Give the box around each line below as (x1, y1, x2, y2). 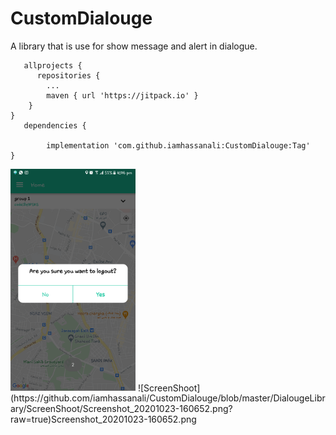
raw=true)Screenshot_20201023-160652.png (10, 413, 197, 426)
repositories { (36, 70, 101, 81)
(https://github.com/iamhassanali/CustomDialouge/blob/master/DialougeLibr (10, 392, 326, 404)
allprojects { (23, 60, 83, 71)
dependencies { (23, 120, 87, 131)
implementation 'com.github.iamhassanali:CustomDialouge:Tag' (46, 140, 311, 151)
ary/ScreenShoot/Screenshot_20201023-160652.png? (10, 403, 233, 415)
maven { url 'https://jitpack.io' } (46, 90, 199, 101)
